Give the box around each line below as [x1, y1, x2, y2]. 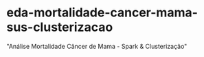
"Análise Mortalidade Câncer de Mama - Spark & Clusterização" [6, 42, 188, 50]
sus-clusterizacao [6, 19, 113, 35]
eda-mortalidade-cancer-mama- [6, 5, 199, 21]
